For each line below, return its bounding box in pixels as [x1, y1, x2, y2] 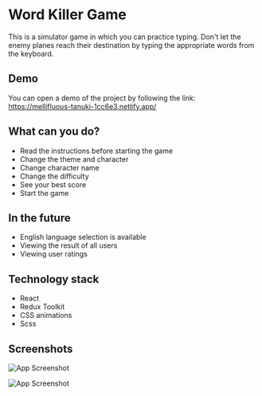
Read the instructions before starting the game [19, 146, 174, 155]
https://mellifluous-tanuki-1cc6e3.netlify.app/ [8, 101, 157, 111]
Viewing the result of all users [19, 241, 118, 250]
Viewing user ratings [19, 249, 88, 259]
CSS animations [19, 311, 72, 320]
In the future [8, 211, 71, 225]
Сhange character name [19, 163, 100, 172]
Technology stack [8, 272, 100, 286]
